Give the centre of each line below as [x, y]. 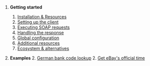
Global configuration [38, 38]
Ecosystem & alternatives [43, 48]
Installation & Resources [42, 17]
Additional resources [38, 43]
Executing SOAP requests [43, 27]
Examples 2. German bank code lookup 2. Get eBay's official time [77, 58]
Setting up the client [38, 22]
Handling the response [40, 33]
